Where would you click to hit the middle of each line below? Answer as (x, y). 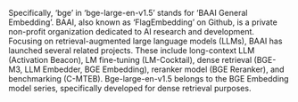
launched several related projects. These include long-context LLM (132, 51)
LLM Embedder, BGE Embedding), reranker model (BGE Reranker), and (154, 69)
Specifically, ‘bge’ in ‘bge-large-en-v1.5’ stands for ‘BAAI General (128, 13)
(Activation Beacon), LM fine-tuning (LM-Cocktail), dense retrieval (130, 60)
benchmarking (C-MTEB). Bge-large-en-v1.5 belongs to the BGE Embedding (149, 78)
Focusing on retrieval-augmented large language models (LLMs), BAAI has (145, 41)
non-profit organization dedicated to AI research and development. (132, 31)
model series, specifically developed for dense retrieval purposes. (130, 88)
